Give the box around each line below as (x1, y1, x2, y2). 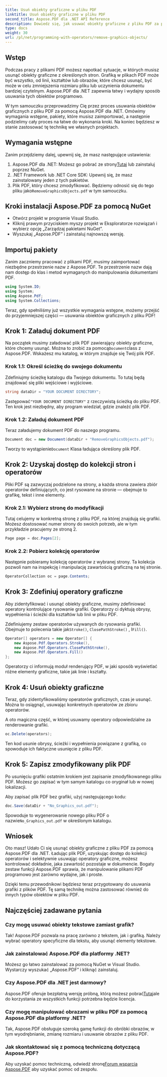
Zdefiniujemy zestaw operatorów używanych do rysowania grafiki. (5, 621, 142, 627)
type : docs (5, 26, 28, 31)
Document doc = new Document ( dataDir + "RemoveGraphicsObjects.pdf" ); (5, 436, 155, 442)
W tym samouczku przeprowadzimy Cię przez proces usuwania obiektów (5, 103, 156, 108)
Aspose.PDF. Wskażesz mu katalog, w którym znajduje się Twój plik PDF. (5, 350, 155, 356)
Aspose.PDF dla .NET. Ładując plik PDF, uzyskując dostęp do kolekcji (5, 851, 148, 857)
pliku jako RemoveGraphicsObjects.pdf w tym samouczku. (12, 188, 128, 194)
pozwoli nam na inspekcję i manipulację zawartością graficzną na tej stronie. (5, 564, 162, 570)
